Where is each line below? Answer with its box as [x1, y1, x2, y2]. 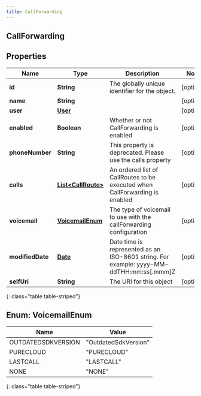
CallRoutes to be [109, 173, 156, 181]
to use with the [109, 212, 151, 221]
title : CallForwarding [6, 8, 63, 15]
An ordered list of [109, 166, 159, 174]
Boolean [57, 124, 81, 132]
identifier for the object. [109, 86, 176, 95]
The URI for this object [109, 277, 173, 286]
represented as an [109, 245, 161, 253]
